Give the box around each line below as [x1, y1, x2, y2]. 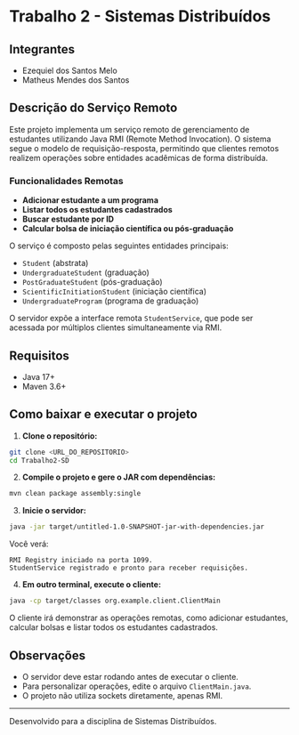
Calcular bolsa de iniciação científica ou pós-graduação [21, 223, 234, 234]
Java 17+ [21, 371, 55, 382]
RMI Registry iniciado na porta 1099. [9, 556, 153, 565]
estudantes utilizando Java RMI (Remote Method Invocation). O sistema [9, 133, 271, 144]
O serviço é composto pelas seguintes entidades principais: [9, 240, 229, 251]
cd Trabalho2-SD [9, 456, 69, 464]
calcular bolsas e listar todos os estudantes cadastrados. [9, 622, 218, 633]
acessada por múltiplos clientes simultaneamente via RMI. [9, 322, 222, 333]
